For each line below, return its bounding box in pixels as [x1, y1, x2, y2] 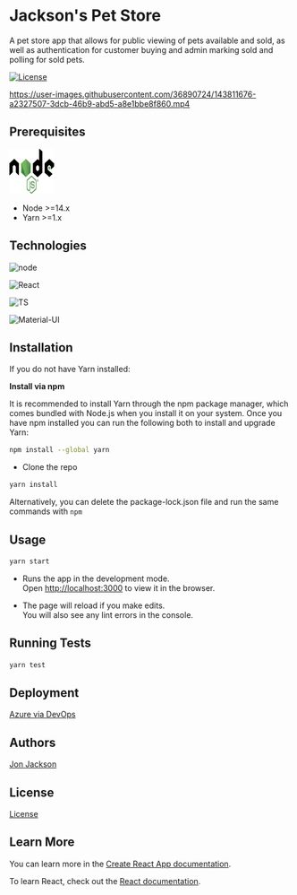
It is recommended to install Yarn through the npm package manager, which [9, 398, 289, 409]
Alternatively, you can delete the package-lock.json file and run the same [9, 497, 279, 508]
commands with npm [9, 506, 83, 517]
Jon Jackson [9, 759, 57, 769]
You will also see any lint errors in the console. [21, 609, 194, 620]
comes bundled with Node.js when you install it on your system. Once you [9, 408, 283, 419]
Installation [9, 340, 73, 355]
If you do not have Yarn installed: [9, 364, 131, 375]
